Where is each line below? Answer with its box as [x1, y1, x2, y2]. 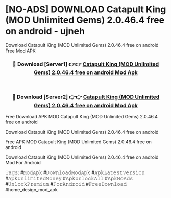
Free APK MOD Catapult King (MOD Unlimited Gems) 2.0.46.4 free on [5, 139, 152, 145]
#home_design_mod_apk [5, 186, 58, 192]
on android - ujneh [5, 26, 85, 37]
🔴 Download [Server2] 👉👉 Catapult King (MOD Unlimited [12, 93, 160, 101]
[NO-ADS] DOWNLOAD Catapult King [5, 4, 166, 15]
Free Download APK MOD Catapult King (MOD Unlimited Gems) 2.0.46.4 [5, 113, 158, 119]
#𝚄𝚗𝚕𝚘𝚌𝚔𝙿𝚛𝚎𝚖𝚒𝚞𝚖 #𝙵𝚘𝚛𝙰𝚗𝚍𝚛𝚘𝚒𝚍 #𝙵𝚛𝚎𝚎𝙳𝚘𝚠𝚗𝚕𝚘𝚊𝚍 [5, 181, 127, 187]
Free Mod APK [5, 47, 36, 54]
